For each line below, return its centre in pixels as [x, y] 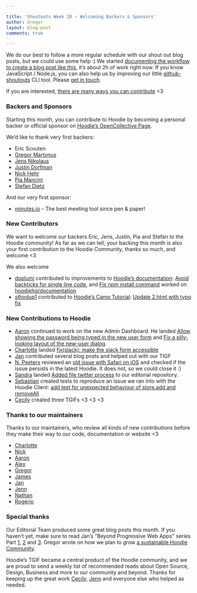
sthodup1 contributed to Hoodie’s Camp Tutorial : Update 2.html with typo [103, 297]
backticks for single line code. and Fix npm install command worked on [101, 284]
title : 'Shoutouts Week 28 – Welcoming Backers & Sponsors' [81, 16]
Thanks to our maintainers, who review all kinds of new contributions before [98, 428]
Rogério [24, 502]
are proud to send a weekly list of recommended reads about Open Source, [98, 566]
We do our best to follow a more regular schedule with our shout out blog [95, 55]
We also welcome [27, 267]
